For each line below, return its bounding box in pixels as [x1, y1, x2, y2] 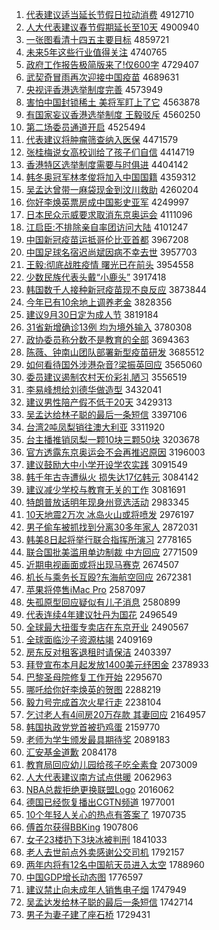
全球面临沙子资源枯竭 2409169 [25, 634, 153, 645]
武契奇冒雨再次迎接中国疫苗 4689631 [25, 71, 179, 83]
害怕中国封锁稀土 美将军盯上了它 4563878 [25, 96, 201, 108]
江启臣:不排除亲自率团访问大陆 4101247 [25, 221, 189, 233]
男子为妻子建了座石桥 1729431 [25, 909, 151, 920]
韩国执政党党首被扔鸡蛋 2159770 [25, 721, 161, 733]
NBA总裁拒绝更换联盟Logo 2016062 [25, 784, 175, 795]
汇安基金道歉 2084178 [25, 746, 118, 758]
